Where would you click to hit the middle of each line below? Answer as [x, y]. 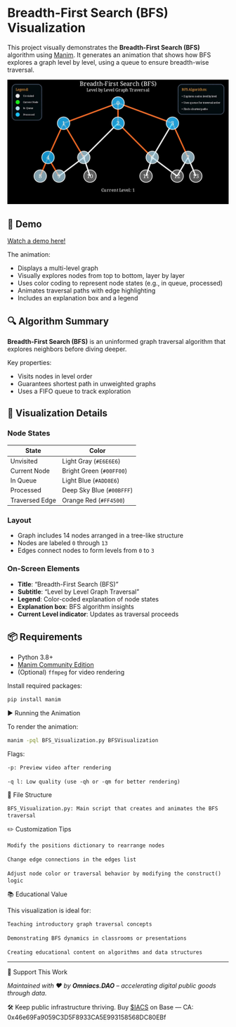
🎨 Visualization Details [57, 413]
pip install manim [34, 700]
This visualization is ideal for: [49, 911]
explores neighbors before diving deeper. [67, 349]
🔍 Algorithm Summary [58, 321]
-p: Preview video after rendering [59, 768]
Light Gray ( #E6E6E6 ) [91, 461]
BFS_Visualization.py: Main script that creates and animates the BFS [113, 809]
